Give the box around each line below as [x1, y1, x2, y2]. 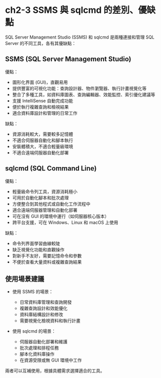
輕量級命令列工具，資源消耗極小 [12, 188, 78, 194]
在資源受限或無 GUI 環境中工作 [19, 357, 82, 363]
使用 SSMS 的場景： [12, 289, 53, 294]
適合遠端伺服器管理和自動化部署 [12, 207, 78, 213]
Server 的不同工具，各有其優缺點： [5, 40, 77, 46]
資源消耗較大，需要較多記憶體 [12, 131, 73, 137]
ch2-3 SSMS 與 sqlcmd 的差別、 [5, 4, 138, 16]
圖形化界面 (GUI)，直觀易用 [12, 79, 68, 85]
